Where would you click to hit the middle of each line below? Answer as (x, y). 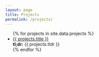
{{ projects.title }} (31, 39)
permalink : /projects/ (29, 19)
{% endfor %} (27, 50)
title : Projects (22, 15)
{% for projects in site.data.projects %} (53, 34)
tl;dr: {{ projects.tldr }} (36, 44)
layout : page (19, 10)
